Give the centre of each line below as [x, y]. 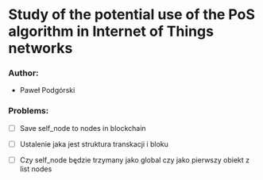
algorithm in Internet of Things [111, 31]
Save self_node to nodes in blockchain [83, 128]
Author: [23, 73]
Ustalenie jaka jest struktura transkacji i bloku [94, 144]
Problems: [29, 111]
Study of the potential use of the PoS [132, 15]
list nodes [36, 169]
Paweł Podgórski [47, 90]
